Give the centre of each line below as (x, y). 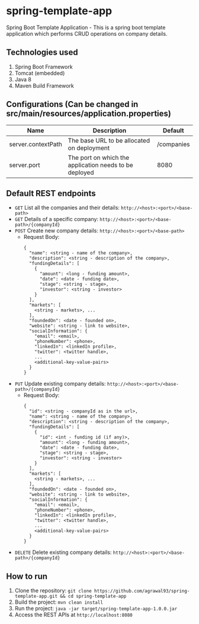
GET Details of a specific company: (57, 219)
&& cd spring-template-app (93, 596)
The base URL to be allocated (109, 140)
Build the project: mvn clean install (59, 602)
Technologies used (42, 53)
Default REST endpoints (51, 193)
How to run (27, 576)
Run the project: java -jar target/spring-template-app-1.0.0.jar (96, 609)
